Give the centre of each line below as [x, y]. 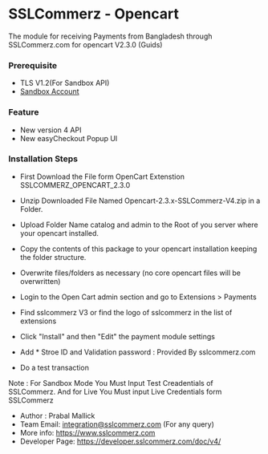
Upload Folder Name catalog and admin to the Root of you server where [139, 225]
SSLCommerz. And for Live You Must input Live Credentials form [115, 391]
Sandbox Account [49, 91]
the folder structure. [53, 257]
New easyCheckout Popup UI [69, 138]
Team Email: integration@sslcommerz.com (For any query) [117, 424]
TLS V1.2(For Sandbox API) [65, 83]
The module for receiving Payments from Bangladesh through [110, 36]
